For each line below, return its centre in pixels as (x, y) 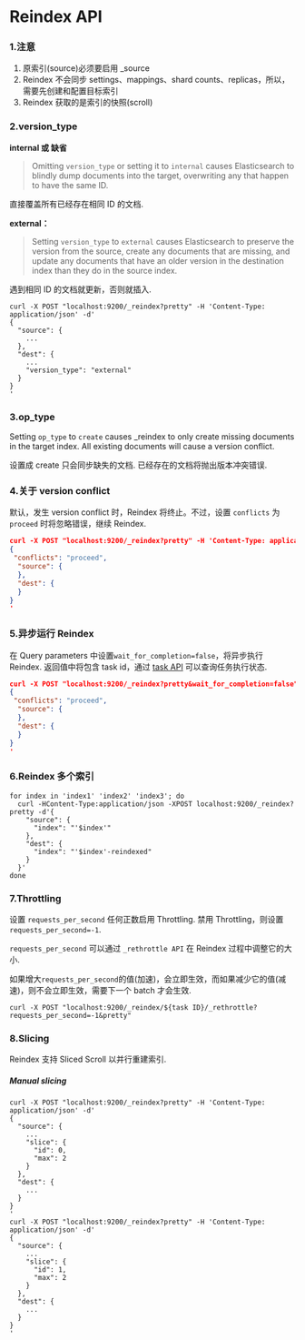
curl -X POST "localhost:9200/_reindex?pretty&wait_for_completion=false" (154, 684)
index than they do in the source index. (104, 270)
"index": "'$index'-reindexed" (93, 851)
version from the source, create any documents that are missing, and (161, 251)
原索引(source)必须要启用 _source (86, 68)
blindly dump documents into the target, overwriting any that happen (160, 176)
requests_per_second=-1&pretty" (70, 1016)
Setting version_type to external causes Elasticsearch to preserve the (163, 241)
